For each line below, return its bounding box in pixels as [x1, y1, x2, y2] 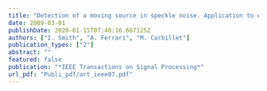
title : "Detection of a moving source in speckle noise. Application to [8, 11, 254, 20]
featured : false [8, 56, 62, 64]
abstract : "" [8, 48, 52, 56]
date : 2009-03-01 [8, 19, 66, 27]
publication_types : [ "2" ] [8, 41, 94, 49]
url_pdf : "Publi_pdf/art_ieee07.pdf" [8, 70, 133, 78]
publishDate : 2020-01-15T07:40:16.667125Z [8, 26, 151, 34]
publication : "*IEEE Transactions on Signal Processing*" [8, 63, 204, 71]
